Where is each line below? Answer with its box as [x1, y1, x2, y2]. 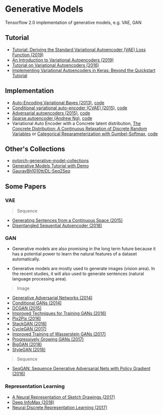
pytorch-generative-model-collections [12, 158, 89, 164]
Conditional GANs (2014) [12, 300, 62, 306]
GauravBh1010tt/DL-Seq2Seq [12, 168, 70, 174]
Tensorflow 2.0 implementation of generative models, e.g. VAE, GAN [5, 20, 142, 25]
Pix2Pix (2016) [12, 316, 41, 321]
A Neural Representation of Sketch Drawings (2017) [12, 394, 115, 400]
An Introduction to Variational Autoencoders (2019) [12, 57, 114, 63]
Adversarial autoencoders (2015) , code [12, 110, 91, 116]
